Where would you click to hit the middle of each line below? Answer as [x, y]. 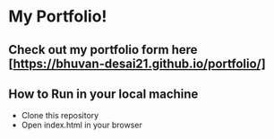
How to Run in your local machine [103, 94]
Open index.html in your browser [81, 125]
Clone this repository [60, 116]
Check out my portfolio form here [103, 50]
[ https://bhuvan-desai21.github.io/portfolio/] [137, 63]
